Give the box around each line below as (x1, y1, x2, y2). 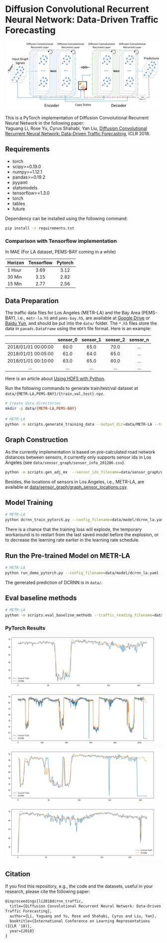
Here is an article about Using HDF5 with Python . (5, 376, 106, 381)
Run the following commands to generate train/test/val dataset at (5, 385, 138, 391)
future (12, 205, 25, 212)
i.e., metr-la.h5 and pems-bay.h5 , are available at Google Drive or (17, 315, 150, 321)
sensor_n (129, 337, 149, 343)
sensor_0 (58, 337, 78, 343)
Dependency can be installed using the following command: (5, 215, 128, 221)
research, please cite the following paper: (5, 888, 90, 894)
